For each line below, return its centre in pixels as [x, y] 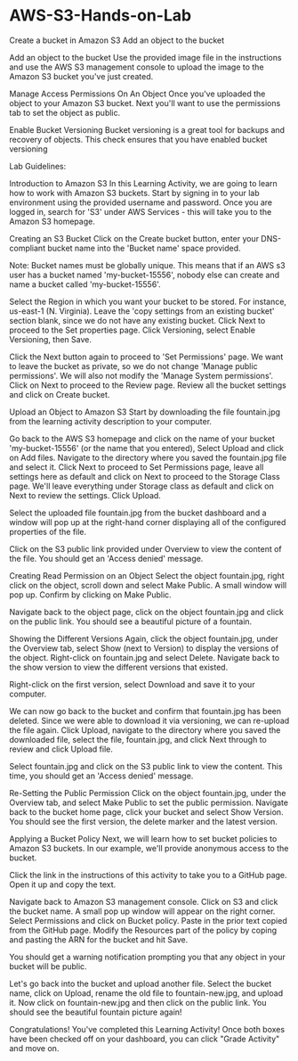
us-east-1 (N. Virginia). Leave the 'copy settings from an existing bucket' [142, 311]
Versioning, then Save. [50, 339]
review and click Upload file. [61, 749]
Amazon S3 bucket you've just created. [81, 76]
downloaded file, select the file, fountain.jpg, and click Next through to [138, 739]
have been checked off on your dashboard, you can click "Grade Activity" [145, 1039]
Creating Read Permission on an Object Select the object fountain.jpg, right [147, 575]
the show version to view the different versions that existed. [119, 667]
